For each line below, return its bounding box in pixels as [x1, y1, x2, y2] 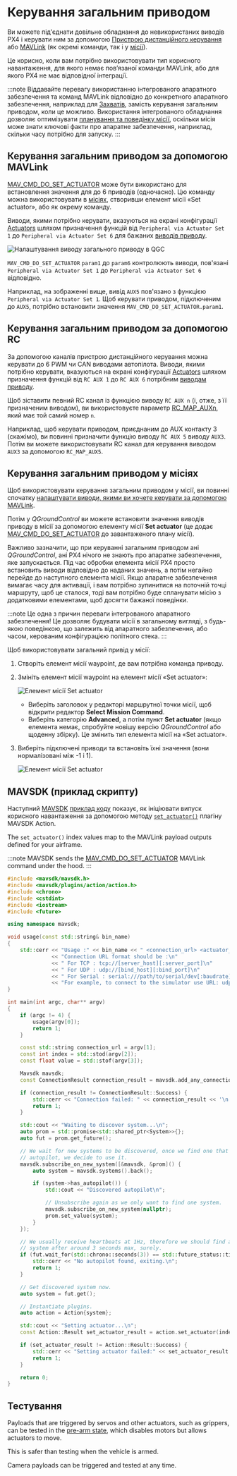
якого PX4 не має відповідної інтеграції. [7, 71, 128, 80]
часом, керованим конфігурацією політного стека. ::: [7, 632, 167, 640]
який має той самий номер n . [7, 410, 96, 420]
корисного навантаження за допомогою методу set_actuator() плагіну [7, 812, 222, 820]
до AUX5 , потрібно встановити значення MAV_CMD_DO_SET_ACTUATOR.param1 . [7, 302, 224, 310]
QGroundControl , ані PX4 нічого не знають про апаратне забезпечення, [7, 551, 222, 559]
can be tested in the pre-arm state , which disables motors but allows [7, 1426, 207, 1435]
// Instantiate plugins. [20, 1303, 93, 1310]
